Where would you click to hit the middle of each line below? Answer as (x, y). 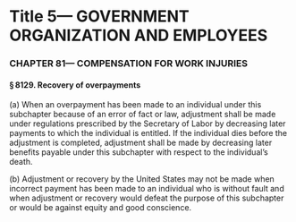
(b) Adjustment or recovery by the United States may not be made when (142, 179)
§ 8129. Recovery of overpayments (75, 85)
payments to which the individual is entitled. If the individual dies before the (148, 133)
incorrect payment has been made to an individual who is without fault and (147, 189)
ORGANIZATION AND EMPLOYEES (139, 35)
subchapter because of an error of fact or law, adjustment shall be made (143, 115)
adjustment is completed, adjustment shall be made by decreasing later (141, 143)
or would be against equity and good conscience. (101, 208)
